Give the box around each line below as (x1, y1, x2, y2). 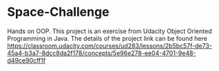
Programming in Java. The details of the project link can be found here (7, 34, 208, 42)
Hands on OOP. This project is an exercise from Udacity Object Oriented (7, 27, 212, 35)
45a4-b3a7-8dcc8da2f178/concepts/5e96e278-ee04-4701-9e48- (7, 49, 196, 57)
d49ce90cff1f (7, 56, 46, 64)
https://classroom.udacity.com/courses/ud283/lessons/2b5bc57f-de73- (7, 41, 212, 50)
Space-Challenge (7, 4, 109, 20)
